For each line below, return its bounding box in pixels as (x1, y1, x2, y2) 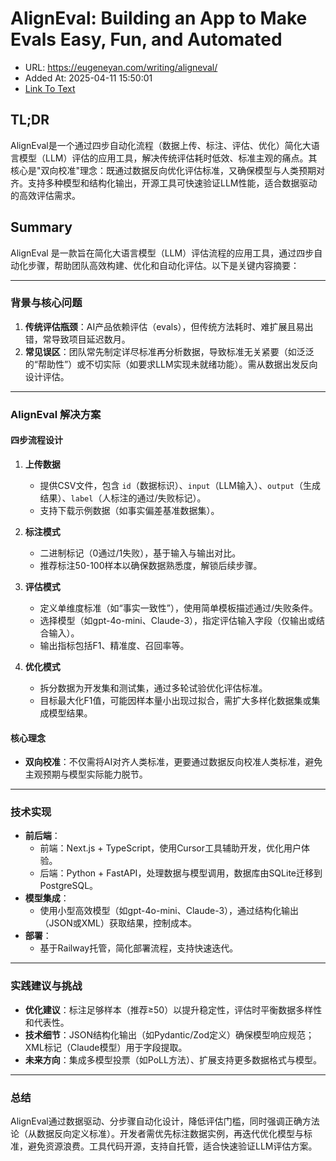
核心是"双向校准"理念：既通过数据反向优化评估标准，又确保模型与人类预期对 (10, 164, 326, 176)
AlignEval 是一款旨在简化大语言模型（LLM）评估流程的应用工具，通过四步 (10, 247, 315, 259)
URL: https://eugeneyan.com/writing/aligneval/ (24, 61, 218, 73)
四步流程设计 (10, 434, 63, 446)
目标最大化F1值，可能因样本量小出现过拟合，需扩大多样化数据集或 (39, 694, 312, 706)
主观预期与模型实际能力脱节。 (24, 768, 148, 781)
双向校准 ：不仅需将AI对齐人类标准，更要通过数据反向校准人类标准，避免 (24, 756, 323, 768)
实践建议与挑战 (10, 979, 83, 993)
